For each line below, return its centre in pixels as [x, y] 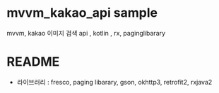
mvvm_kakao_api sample [82, 13]
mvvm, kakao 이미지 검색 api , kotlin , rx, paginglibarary [86, 33]
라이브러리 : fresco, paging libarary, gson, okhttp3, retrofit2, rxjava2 [114, 82]
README [33, 62]
